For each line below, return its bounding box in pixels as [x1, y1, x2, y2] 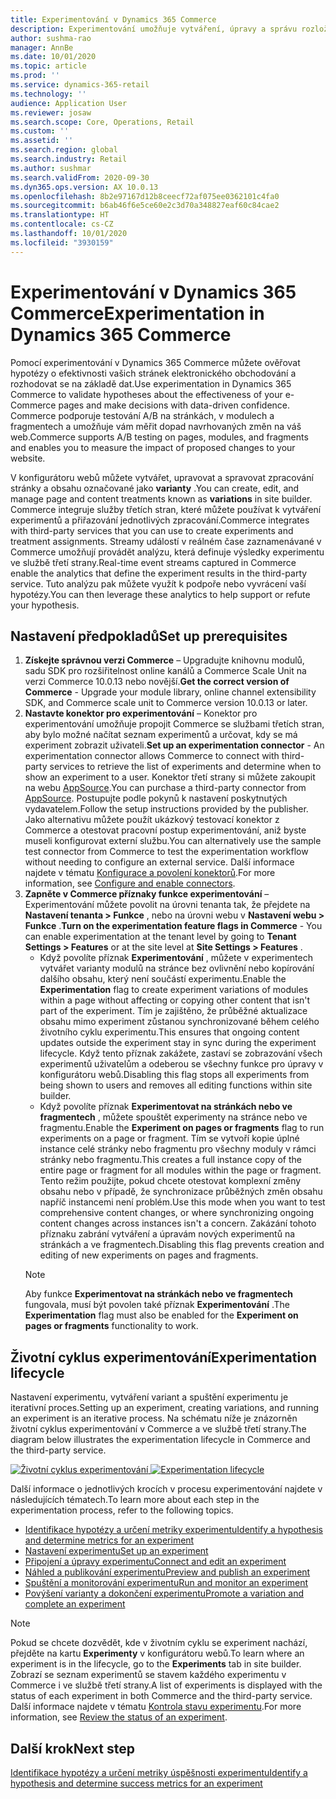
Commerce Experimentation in [10, 302, 265, 325]
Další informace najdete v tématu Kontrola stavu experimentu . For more [10, 1701, 302, 1713]
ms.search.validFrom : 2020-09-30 [10, 172, 150, 183]
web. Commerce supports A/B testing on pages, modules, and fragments [10, 431, 309, 443]
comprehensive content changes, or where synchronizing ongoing [39, 1207, 315, 1219]
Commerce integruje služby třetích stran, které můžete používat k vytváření [10, 503, 322, 515]
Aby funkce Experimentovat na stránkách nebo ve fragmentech [24, 1288, 293, 1300]
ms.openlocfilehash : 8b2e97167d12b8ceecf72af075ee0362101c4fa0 [10, 191, 280, 201]
